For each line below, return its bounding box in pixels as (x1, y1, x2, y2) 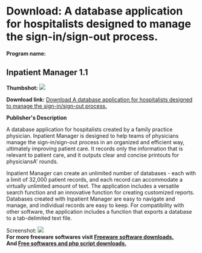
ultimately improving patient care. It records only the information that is (6, 145, 183, 152)
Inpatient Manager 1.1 (6, 68, 88, 78)
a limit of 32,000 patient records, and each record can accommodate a (6, 176, 183, 183)
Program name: (6, 50, 47, 57)
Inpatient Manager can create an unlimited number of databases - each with (6, 169, 197, 176)
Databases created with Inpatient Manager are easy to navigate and (6, 195, 175, 202)
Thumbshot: (6, 84, 38, 91)
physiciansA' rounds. (6, 158, 59, 165)
